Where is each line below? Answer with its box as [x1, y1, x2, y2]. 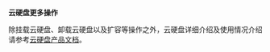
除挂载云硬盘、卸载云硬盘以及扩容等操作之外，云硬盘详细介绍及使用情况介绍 [8, 25, 263, 34]
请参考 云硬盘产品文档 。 [8, 35, 86, 44]
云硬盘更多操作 [8, 8, 58, 17]
